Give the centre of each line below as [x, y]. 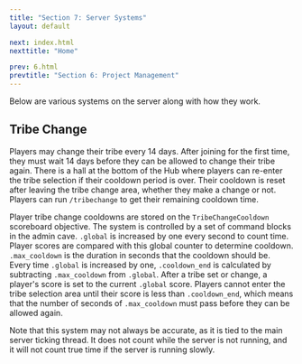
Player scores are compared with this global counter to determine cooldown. [151, 246]
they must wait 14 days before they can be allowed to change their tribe [142, 161]
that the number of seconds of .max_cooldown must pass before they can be [150, 303]
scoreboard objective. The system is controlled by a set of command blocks [150, 226]
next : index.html [42, 42]
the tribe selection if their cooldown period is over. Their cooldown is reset [147, 180]
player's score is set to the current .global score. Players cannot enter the [147, 284]
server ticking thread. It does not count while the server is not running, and [148, 340]
